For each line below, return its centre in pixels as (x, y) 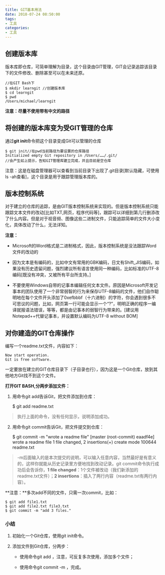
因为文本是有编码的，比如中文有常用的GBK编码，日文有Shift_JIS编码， (83, 262)
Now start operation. (27, 356)
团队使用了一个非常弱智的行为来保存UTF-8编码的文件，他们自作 (90, 291)
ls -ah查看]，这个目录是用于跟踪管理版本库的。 (53, 177)
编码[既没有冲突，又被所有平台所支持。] (52, 275)
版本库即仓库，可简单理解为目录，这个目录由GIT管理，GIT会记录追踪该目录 (81, 67)
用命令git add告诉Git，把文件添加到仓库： (54, 396)
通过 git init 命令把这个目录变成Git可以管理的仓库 (53, 141)
